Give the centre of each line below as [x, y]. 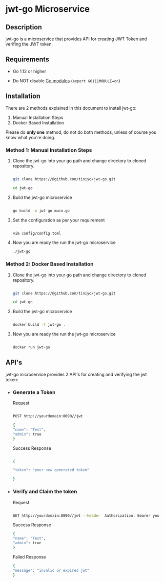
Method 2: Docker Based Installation [50, 264]
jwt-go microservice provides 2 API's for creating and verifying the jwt [76, 374]
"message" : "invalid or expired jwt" [51, 570]
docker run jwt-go [31, 347]
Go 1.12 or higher [29, 71]
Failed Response [29, 557]
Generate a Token [34, 392]
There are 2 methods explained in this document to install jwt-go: [71, 108]
